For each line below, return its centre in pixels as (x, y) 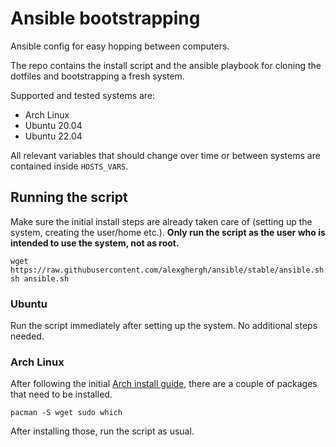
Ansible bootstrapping (105, 18)
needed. (27, 336)
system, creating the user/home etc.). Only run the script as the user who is (168, 232)
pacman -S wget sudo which (66, 413)
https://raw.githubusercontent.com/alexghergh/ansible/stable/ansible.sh (167, 270)
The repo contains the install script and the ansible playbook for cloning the (166, 65)
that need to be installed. (61, 394)
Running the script (69, 197)
